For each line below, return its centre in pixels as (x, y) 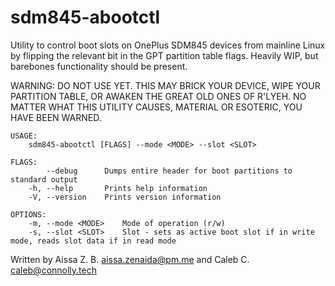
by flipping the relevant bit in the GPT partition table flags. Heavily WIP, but (164, 55)
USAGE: (24, 136)
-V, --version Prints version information (125, 197)
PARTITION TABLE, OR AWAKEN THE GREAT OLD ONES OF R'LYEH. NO (158, 96)
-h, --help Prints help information (118, 188)
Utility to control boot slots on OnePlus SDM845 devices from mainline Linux (168, 45)
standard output (44, 179)
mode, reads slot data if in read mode (93, 241)
